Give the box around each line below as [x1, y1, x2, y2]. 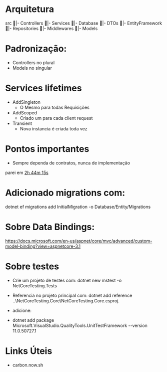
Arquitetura [5, 4, 54, 15]
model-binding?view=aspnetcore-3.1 [5, 243, 81, 249]
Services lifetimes [5, 83, 82, 94]
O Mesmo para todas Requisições [19, 104, 90, 110]
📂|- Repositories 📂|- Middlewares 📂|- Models [5, 25, 98, 31]
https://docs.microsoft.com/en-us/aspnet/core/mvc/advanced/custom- [5, 238, 152, 244]
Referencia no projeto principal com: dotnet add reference [12, 292, 132, 298]
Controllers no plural [12, 59, 55, 66]
